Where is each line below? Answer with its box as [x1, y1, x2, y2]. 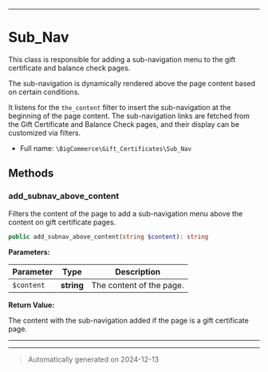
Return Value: [8, 300, 55, 310]
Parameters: [8, 247, 50, 256]
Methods [8, 167, 54, 180]
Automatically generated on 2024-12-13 [27, 354, 160, 364]
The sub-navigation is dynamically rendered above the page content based [8, 78, 256, 88]
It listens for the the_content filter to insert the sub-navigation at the [8, 102, 231, 112]
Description [115, 266, 161, 277]
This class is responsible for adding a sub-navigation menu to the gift [8, 54, 236, 64]
